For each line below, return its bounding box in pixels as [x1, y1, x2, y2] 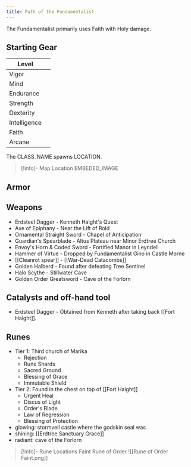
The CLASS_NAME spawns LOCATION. [6, 153, 102, 160]
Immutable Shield [23, 379, 67, 386]
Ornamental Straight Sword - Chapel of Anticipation [14, 231, 142, 238]
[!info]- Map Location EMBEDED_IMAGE [20, 165, 119, 172]
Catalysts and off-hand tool [6, 293, 111, 303]
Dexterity [9, 109, 35, 117]
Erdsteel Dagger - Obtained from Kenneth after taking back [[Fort [14, 308, 175, 316]
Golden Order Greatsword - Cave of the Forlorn [14, 275, 131, 282]
